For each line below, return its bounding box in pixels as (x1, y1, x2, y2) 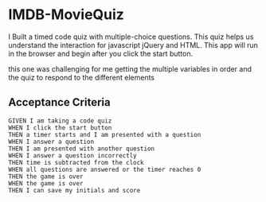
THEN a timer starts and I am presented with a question (8, 130, 201, 138)
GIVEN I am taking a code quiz (8, 117, 112, 125)
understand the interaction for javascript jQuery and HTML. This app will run (8, 40, 259, 49)
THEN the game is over (8, 173, 84, 181)
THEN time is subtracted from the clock (8, 158, 145, 166)
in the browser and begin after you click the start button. (8, 49, 194, 58)
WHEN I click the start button (8, 123, 112, 132)
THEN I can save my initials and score (8, 186, 141, 194)
